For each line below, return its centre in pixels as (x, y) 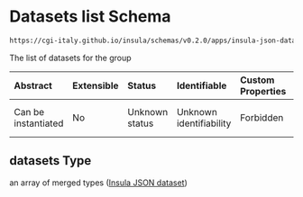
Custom (257, 80)
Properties (263, 91)
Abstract (33, 85)
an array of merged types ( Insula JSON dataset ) (98, 183)
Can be (29, 112)
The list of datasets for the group (71, 58)
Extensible (95, 85)
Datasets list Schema (90, 17)
